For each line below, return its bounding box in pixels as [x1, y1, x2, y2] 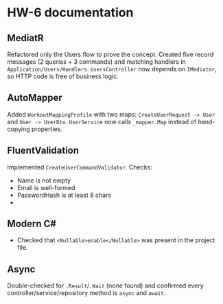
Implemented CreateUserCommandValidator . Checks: [7, 163, 152, 171]
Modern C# [7, 218, 57, 230]
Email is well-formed [16, 183, 75, 191]
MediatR [7, 32, 44, 44]
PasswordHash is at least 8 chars [16, 191, 112, 199]
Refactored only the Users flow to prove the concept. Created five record [7, 50, 214, 58]
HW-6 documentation [7, 5, 134, 21]
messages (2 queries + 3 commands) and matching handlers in [7, 58, 187, 66]
